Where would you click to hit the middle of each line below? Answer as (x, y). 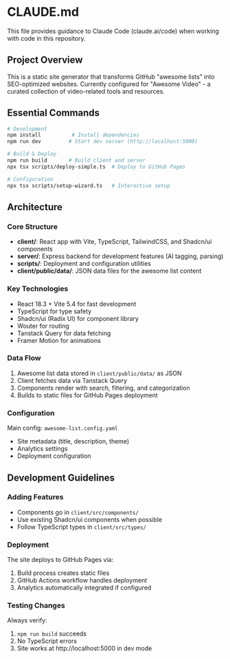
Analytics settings (42, 449)
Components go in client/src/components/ (78, 512)
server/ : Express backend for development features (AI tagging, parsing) (120, 256)
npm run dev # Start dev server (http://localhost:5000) (102, 142)
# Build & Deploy (32, 154)
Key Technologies (38, 289)
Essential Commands (54, 113)
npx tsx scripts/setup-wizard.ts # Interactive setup (89, 186)
